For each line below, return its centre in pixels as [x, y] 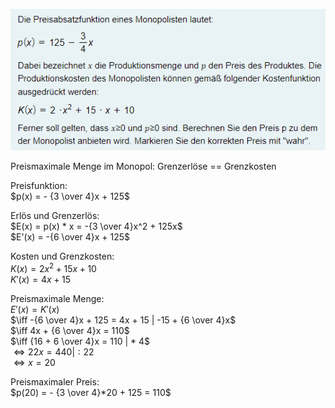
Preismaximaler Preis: [55, 381]
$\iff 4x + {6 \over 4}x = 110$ [70, 330]
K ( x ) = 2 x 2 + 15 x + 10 [53, 267]
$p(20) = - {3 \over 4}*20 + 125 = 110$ [91, 392]
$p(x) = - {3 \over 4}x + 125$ [70, 196]
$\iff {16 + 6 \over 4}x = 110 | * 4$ [80, 341]
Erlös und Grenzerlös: [55, 215]
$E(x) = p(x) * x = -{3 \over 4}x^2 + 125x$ [96, 226]
